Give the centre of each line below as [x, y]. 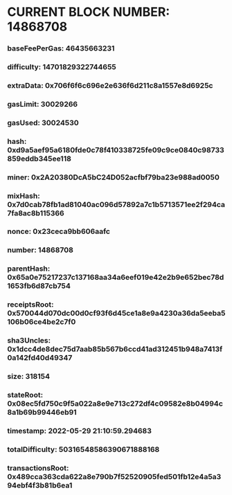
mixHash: [24, 196]
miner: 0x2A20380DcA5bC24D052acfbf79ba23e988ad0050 [114, 177]
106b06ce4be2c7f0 [42, 322]
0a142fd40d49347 [40, 358]
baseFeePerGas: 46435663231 [61, 48]
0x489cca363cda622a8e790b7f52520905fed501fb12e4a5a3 [114, 476]
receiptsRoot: [30, 305]
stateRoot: [25, 395]
